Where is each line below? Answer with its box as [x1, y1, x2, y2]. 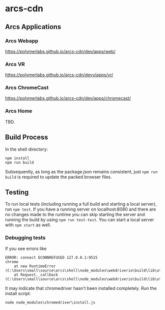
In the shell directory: [5, 146, 48, 152]
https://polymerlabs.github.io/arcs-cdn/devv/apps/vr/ [5, 72, 113, 78]
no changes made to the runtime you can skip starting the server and [5, 212, 145, 217]
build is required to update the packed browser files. [5, 174, 112, 180]
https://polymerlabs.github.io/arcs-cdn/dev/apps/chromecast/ [5, 95, 131, 101]
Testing [5, 188, 29, 196]
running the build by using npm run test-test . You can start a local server [5, 217, 155, 223]
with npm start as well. [5, 222, 52, 228]
